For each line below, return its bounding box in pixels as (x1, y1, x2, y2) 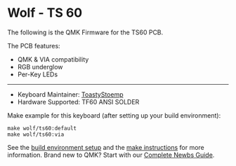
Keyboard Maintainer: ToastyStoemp (17, 90, 124, 99)
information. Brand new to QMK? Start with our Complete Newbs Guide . (7, 151, 215, 159)
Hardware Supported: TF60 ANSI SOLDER (17, 97, 140, 106)
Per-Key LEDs (17, 70, 58, 78)
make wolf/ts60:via (7, 131, 65, 138)
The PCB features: (7, 41, 61, 50)
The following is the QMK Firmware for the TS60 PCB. (7, 28, 164, 36)
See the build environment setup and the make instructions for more (7, 143, 205, 151)
